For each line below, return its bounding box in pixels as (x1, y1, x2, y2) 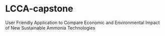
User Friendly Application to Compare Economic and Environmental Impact (5, 19, 160, 25)
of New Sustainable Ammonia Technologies (5, 24, 95, 30)
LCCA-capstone (5, 3, 74, 14)
